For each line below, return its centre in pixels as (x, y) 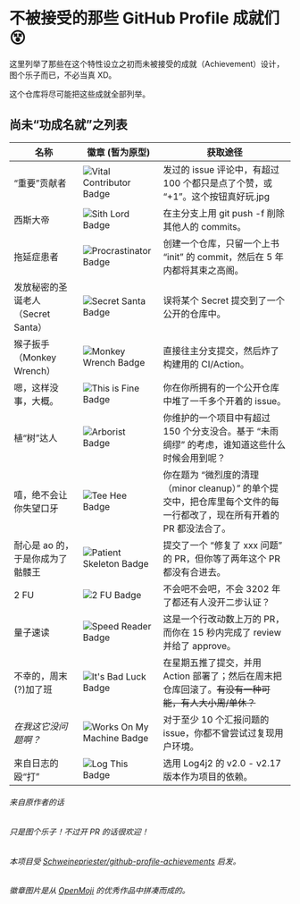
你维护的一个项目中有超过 (217, 418)
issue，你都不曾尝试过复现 (219, 732)
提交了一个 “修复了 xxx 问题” (223, 545)
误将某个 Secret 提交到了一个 (224, 300)
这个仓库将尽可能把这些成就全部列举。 (79, 94)
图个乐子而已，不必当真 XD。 (63, 75)
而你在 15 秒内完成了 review (222, 632)
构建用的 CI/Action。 (206, 364)
